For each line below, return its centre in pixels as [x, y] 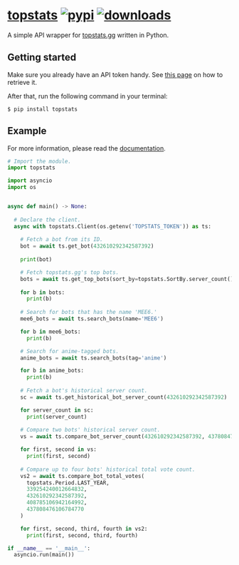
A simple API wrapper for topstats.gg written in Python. [88, 35]
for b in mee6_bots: [51, 332]
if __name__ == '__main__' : [49, 548]
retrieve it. [22, 82]
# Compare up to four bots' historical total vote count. [108, 469]
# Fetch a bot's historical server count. [84, 391]
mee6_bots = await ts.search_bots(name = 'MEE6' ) [92, 319]
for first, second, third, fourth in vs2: [84, 529]
